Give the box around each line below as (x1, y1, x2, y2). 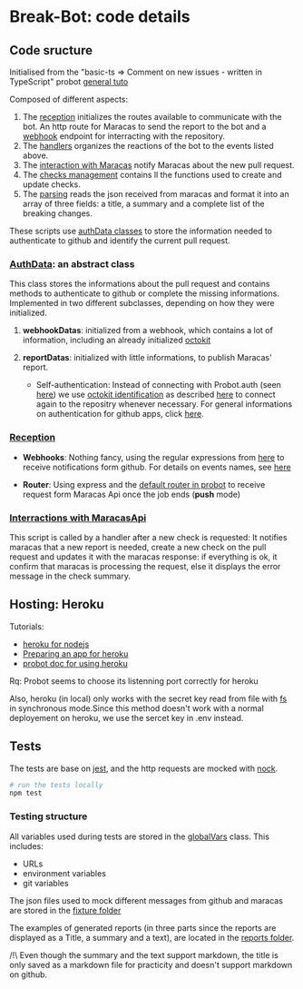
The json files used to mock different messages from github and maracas (9, 895, 284, 905)
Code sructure (9, 43, 93, 58)
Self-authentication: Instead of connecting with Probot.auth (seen (35, 380, 281, 391)
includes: (9, 840, 44, 851)
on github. (9, 969, 48, 980)
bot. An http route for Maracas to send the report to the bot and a (22, 121, 267, 132)
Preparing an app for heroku (22, 648, 129, 659)
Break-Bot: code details (9, 6, 191, 27)
